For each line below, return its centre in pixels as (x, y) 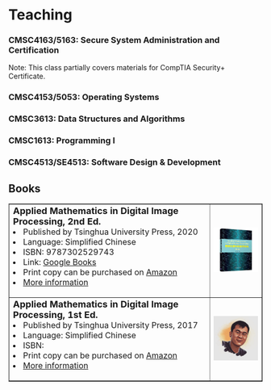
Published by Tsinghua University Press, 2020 (110, 232)
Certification (34, 50)
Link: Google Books (60, 262)
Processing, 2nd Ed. (57, 221)
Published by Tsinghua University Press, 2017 (110, 325)
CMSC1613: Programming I (62, 140)
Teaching (40, 15)
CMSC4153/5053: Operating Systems (84, 97)
